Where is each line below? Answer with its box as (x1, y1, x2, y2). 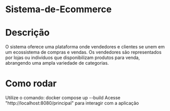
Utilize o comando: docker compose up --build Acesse (5, 95, 121, 101)
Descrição (5, 27, 50, 39)
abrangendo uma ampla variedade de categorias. (5, 60, 109, 66)
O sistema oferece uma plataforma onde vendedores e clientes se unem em (5, 44, 165, 50)
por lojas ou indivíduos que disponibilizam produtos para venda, (5, 54, 140, 61)
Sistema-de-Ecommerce (5, 4, 112, 15)
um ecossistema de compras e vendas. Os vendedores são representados (5, 49, 162, 55)
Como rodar (5, 78, 57, 90)
